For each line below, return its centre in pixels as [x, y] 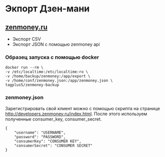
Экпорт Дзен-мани [47, 9]
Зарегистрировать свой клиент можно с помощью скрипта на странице [82, 108]
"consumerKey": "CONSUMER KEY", [48, 141]
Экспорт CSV [26, 39]
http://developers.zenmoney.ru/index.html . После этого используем [76, 114]
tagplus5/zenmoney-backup [32, 85]
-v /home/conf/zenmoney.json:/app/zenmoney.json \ [59, 81]
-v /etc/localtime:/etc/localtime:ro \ [47, 72]
